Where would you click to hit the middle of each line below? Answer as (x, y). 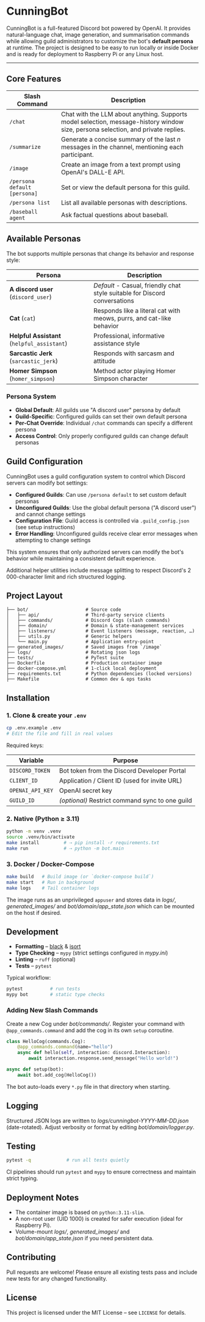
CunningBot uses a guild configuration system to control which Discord (96, 476)
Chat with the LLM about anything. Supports (124, 114)
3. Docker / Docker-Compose (50, 864)
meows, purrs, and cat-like (132, 318)
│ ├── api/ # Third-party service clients (86, 615)
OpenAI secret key (85, 790)
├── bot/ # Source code (64, 610)
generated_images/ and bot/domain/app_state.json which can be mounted (100, 906)
